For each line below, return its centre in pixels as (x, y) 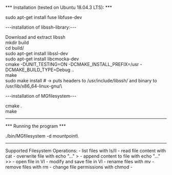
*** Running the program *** (36, 126)
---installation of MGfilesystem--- (41, 96)
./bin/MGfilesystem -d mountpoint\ (42, 136)
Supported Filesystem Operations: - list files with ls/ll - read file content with (86, 151)
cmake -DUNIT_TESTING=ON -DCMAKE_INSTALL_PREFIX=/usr (72, 64)
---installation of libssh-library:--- (41, 27)
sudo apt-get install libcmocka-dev (42, 59)
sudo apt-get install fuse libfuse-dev (44, 17)
